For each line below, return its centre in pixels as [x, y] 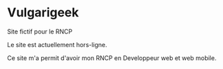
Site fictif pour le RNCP [40, 31]
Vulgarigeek [43, 13]
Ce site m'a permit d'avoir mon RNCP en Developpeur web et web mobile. [112, 58]
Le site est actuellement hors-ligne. [57, 44]
